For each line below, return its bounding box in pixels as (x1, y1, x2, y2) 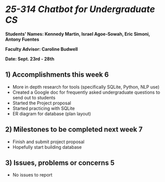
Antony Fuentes (5, 36, 39, 42)
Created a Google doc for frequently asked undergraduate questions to (12, 89, 160, 95)
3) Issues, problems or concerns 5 (5, 158, 115, 167)
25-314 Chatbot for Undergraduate (5, 4, 155, 15)
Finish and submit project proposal (12, 139, 85, 145)
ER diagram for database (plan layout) (12, 110, 92, 116)
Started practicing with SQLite (12, 105, 75, 111)
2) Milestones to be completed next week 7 (5, 125, 143, 134)
